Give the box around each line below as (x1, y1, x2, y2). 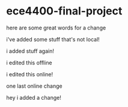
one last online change (6, 82, 62, 90)
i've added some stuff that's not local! (6, 35, 100, 43)
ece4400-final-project (6, 4, 123, 18)
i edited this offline (6, 59, 52, 66)
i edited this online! (6, 70, 53, 78)
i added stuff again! (6, 47, 55, 55)
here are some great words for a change (6, 24, 106, 31)
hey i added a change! (6, 94, 61, 101)
